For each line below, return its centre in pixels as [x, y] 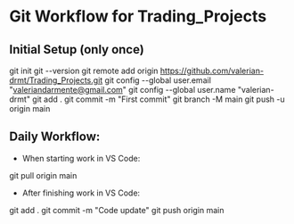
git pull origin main [43, 175]
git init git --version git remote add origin [84, 71]
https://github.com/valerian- [212, 71]
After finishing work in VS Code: [81, 193]
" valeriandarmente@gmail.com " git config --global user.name [122, 90]
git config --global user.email [158, 80]
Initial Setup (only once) [77, 50]
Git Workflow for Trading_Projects [138, 17]
